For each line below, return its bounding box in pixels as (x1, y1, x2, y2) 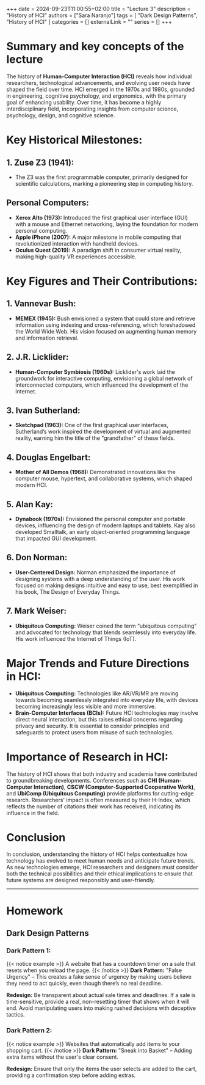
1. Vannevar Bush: (6, 299, 76, 309)
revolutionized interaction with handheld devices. (15, 239, 139, 247)
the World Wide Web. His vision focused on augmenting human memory (15, 327, 197, 335)
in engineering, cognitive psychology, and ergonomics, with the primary (6, 92, 187, 100)
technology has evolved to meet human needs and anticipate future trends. (6, 857, 195, 864)
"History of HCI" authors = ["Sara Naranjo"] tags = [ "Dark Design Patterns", (6, 12, 198, 19)
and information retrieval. (15, 334, 79, 342)
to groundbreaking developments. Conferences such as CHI (6, 776, 157, 784)
